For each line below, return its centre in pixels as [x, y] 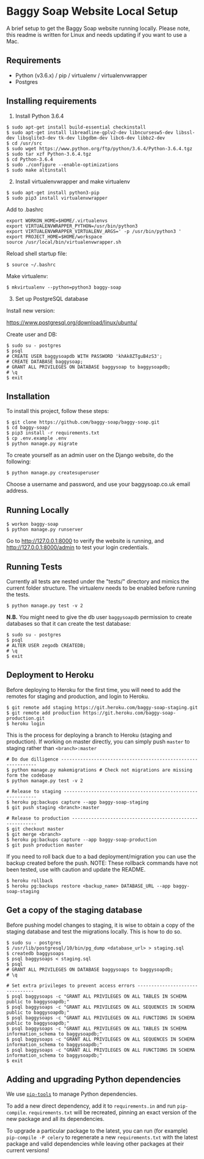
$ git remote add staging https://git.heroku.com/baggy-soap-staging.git [102, 707]
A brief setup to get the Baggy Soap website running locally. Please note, [98, 28]
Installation [28, 396]
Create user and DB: [32, 334]
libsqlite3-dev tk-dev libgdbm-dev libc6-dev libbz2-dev [91, 138]
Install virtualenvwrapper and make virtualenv [72, 181]
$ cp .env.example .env [37, 439]
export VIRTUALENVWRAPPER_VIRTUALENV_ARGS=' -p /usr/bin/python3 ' [94, 231]
